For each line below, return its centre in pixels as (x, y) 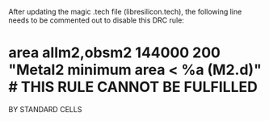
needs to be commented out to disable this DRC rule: (96, 20)
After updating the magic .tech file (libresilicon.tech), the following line (125, 12)
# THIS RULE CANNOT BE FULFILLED (133, 87)
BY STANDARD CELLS (45, 109)
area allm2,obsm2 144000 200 (114, 53)
